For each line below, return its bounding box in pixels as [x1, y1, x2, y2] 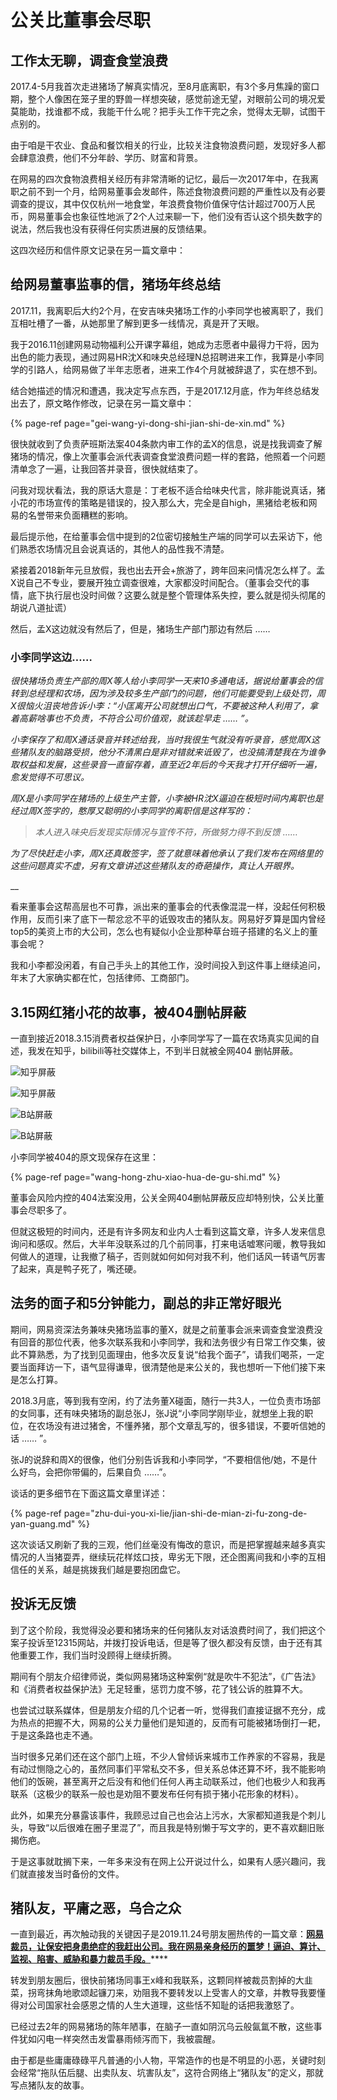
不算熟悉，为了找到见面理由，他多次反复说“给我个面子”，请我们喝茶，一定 [18, 1348, 325, 1360]
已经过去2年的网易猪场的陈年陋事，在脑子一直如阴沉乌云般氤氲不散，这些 [10, 2021, 314, 2033]
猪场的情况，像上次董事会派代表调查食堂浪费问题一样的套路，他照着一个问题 [10, 450, 326, 462]
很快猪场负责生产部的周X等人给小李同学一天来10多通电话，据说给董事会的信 [10, 675, 324, 687]
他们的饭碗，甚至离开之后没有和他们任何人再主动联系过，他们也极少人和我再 [10, 1775, 326, 1787]
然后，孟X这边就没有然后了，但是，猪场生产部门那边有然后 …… [10, 622, 271, 635]
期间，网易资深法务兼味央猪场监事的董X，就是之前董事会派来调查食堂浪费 [10, 1323, 315, 1335]
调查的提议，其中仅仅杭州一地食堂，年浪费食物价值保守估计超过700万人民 [10, 198, 316, 210]
